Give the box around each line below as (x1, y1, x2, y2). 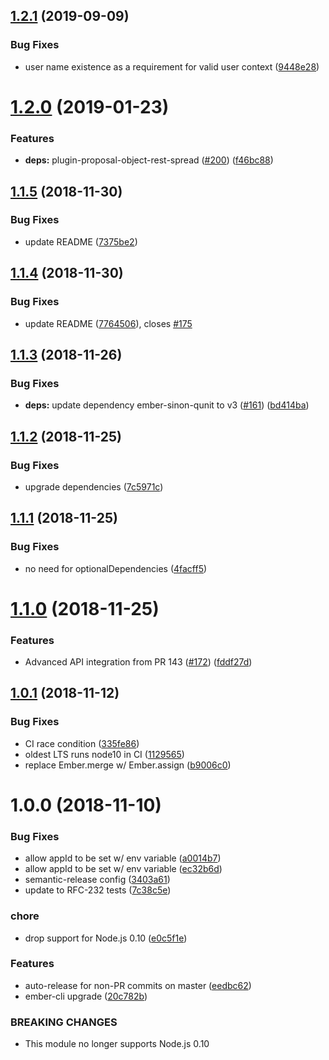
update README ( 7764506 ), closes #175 (24, 317, 193, 329)
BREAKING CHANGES (10, 1015, 118, 1029)
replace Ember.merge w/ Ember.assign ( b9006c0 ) (24, 759, 232, 771)
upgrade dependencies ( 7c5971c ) (24, 480, 164, 493)
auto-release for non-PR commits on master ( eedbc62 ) (24, 979, 252, 991)
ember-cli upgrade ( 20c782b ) (24, 990, 148, 1002)
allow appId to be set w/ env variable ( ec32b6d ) (24, 863, 223, 875)
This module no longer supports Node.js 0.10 (24, 1038, 210, 1050)
